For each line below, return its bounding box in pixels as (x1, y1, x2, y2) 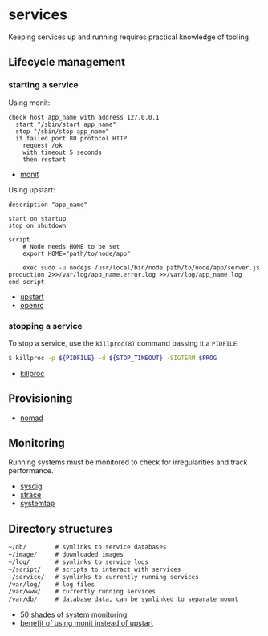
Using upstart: (8, 184, 55, 194)
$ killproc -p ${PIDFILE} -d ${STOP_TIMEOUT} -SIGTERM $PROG (8, 354, 217, 362)
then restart (22, 155, 67, 164)
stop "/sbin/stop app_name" (15, 127, 110, 136)
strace (19, 490, 42, 500)
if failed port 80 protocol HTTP (15, 134, 128, 142)
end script (8, 277, 45, 286)
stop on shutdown (8, 221, 67, 229)
